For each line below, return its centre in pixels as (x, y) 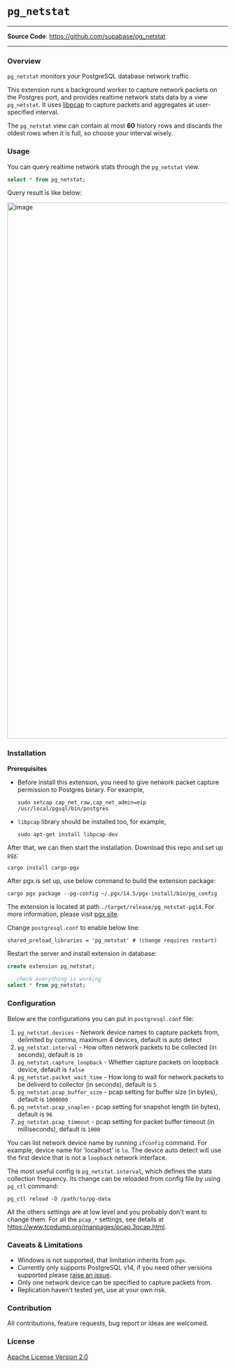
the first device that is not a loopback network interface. (87, 1157)
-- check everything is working (54, 979)
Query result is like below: (45, 193)
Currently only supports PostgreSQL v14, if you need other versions (115, 1267)
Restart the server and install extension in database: (82, 953)
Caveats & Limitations (45, 1245)
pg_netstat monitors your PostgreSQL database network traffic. (99, 76)
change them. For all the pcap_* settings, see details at (86, 1219)
